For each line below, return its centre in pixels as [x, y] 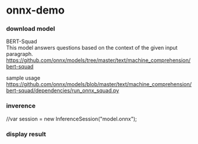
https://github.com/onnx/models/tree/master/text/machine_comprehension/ [98, 60]
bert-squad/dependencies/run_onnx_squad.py [63, 91]
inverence [21, 106]
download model [30, 29]
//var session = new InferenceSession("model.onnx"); [72, 119]
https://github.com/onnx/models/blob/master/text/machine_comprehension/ [99, 84]
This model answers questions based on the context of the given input [92, 48]
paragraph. [20, 54]
